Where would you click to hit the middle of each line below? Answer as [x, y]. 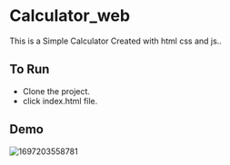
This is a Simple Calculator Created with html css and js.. [116, 41]
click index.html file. [60, 101]
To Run [30, 69]
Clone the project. [56, 91]
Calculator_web [70, 16]
